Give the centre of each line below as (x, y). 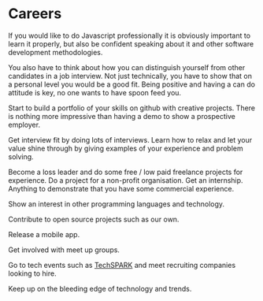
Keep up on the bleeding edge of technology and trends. (100, 288)
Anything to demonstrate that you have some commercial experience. (121, 188)
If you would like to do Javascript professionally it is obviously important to (129, 35)
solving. (21, 156)
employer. (24, 124)
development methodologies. (56, 52)
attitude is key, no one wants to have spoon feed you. (95, 92)
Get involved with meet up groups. (64, 250)
